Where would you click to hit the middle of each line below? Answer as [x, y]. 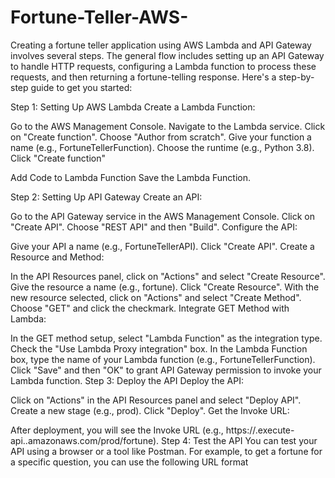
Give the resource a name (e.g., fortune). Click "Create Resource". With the [165, 287]
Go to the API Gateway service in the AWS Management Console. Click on [163, 216]
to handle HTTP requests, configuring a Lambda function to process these [163, 66]
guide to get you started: [81, 87]
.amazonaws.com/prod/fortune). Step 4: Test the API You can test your [171, 440]
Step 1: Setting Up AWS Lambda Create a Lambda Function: [133, 107]
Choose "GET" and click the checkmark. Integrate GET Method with [150, 308]
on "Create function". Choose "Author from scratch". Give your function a [161, 137]
